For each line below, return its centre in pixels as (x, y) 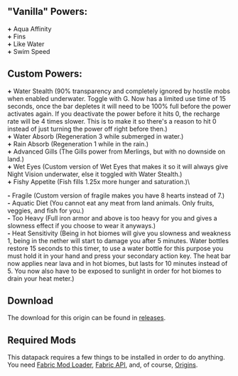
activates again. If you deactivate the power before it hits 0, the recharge (114, 114)
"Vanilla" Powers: (48, 12)
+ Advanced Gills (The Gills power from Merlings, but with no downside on (117, 151)
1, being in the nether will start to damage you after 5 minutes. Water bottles (118, 240)
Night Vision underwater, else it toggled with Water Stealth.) (95, 174)
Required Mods (42, 340)
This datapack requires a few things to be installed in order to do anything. (116, 358)
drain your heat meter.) (41, 278)
